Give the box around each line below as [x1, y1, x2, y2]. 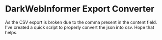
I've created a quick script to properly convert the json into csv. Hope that [5, 24, 155, 30]
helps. [5, 29, 18, 35]
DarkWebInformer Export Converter [5, 3, 155, 14]
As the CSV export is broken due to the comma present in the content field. [5, 19, 157, 25]
